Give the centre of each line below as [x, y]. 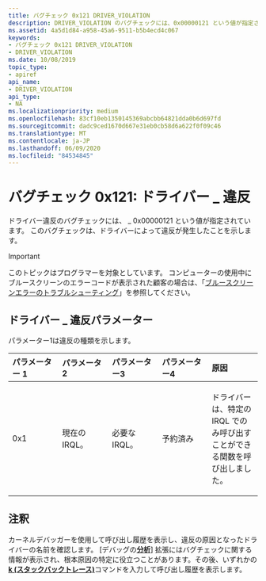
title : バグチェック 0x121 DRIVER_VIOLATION [79, 15]
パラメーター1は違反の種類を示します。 [72, 340]
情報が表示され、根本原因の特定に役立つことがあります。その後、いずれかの [133, 559]
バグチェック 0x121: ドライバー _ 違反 [129, 197]
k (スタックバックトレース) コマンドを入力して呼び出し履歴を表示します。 [127, 569]
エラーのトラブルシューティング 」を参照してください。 [105, 292]
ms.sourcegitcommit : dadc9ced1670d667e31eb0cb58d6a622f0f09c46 [115, 126]
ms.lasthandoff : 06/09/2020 [55, 148]
